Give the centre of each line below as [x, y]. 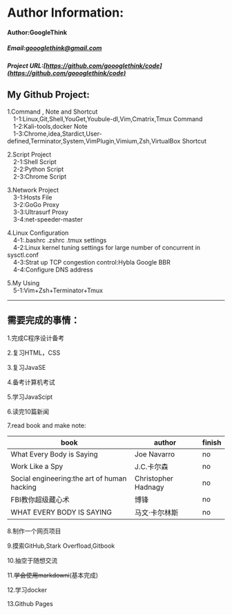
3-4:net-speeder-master [48, 219]
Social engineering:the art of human [69, 479]
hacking [23, 488]
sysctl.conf [23, 255]
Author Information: [66, 13]
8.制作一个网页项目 [34, 531]
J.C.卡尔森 [151, 467]
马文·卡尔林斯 [156, 512]
